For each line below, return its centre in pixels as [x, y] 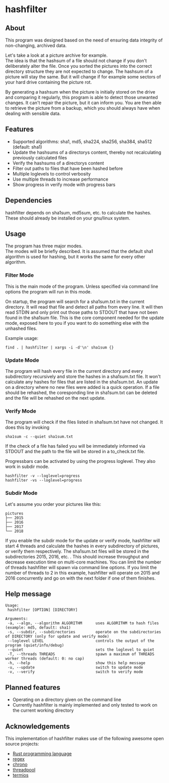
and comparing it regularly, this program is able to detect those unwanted [81, 97]
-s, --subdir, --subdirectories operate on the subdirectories [84, 632]
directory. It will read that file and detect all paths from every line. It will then [84, 307]
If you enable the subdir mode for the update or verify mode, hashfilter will [83, 540]
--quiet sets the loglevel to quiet [81, 650]
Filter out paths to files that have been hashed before [68, 168]
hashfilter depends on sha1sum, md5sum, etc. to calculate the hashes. [78, 212]
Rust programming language [42, 754]
